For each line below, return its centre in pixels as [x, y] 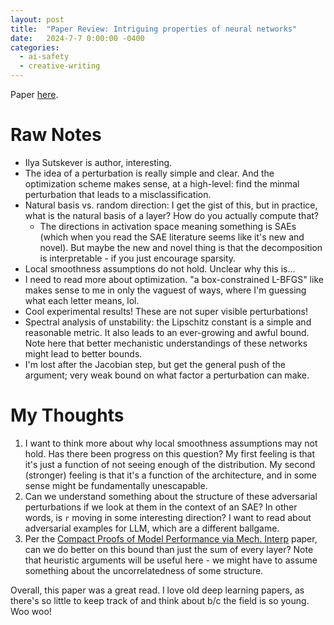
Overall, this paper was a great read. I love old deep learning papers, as [157, 590]
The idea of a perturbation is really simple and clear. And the [149, 173]
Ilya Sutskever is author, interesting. [98, 162]
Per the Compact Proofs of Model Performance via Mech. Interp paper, [171, 538]
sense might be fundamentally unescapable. [116, 485]
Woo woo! [31, 611]
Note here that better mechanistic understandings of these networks [166, 343]
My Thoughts [67, 415]
